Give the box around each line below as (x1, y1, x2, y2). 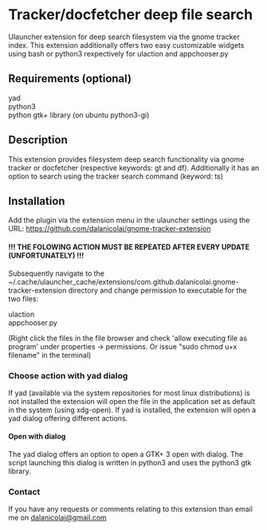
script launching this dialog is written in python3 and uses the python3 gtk (8, 458, 252, 468)
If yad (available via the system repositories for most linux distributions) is (8, 388, 251, 398)
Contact (8, 486, 41, 497)
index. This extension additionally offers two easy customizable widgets (8, 40, 245, 49)
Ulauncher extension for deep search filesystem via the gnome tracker (8, 32, 241, 41)
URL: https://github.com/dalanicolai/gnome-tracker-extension (8, 224, 211, 234)
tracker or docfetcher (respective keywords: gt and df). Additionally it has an (8, 163, 260, 172)
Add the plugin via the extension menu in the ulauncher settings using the (8, 215, 250, 225)
